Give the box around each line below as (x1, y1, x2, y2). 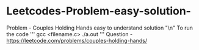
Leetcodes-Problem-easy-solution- (6, 4, 191, 18)
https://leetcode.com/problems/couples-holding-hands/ (6, 37, 148, 44)
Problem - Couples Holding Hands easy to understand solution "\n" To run (6, 24, 194, 31)
